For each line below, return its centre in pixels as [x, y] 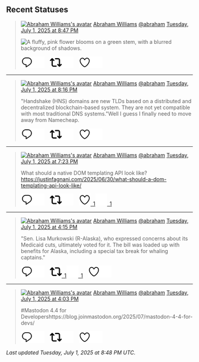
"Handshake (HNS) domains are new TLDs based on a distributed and [106, 101]
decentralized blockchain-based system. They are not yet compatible [105, 107]
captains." [33, 257]
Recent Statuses [37, 10]
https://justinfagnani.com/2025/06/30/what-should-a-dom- [94, 179]
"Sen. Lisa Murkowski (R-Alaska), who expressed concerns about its [104, 238]
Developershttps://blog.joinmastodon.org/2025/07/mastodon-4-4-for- [107, 316]
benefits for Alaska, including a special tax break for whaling [94, 251]
